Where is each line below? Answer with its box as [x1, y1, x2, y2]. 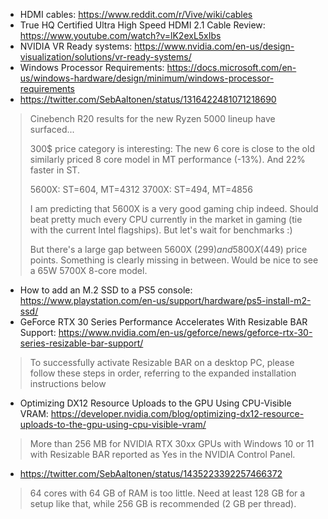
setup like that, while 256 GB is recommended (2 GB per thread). [29, 498, 297, 509]
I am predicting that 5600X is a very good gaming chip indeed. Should [29, 203, 319, 214]
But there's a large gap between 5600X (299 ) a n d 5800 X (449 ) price [29, 244, 308, 255]
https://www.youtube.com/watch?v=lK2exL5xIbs [19, 30, 222, 41]
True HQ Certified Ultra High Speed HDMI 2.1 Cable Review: [19, 19, 266, 31]
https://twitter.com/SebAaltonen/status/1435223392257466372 [19, 468, 283, 479]
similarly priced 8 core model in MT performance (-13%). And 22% [29, 154, 306, 165]
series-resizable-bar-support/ [19, 337, 144, 349]
